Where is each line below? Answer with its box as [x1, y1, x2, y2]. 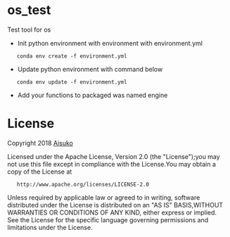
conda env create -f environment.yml [16, 52, 128, 60]
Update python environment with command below [17, 65, 163, 73]
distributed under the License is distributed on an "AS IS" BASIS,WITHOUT [7, 200, 224, 209]
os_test [7, 2, 51, 18]
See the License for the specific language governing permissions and [7, 215, 209, 224]
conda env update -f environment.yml [16, 78, 128, 86]
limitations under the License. [7, 223, 93, 231]
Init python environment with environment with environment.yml [17, 39, 203, 47]
